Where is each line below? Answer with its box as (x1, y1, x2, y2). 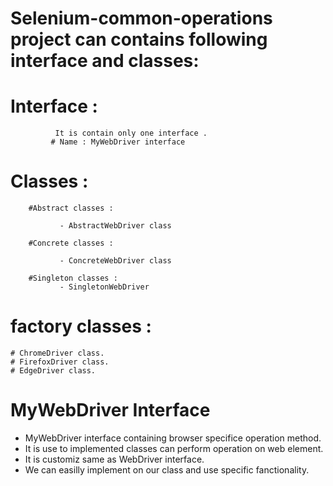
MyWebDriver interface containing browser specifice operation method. (24, 432, 322, 444)
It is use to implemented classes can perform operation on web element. (24, 442, 324, 454)
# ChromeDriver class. (10, 348, 105, 358)
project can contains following (10, 28, 268, 51)
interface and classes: (10, 50, 200, 72)
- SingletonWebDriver (59, 282, 150, 292)
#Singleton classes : (28, 273, 118, 284)
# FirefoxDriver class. (10, 357, 110, 367)
